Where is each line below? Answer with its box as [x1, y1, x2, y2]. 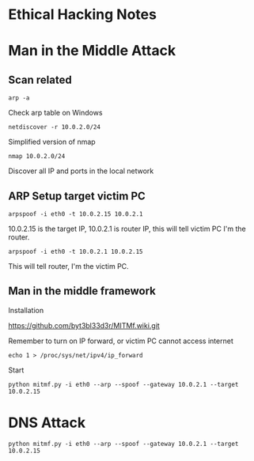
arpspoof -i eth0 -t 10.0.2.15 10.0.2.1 [8, 210, 144, 218]
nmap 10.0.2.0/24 [8, 153, 66, 161]
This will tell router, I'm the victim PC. [8, 262, 129, 270]
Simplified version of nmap [8, 137, 97, 147]
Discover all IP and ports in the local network [8, 166, 154, 176]
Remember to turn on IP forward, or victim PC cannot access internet [8, 336, 233, 346]
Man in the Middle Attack [8, 42, 176, 60]
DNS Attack [8, 414, 85, 432]
